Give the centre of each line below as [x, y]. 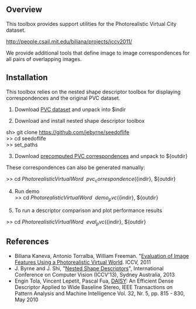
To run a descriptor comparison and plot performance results [88, 210]
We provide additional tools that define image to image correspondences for [98, 53]
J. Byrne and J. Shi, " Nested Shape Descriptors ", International [89, 268]
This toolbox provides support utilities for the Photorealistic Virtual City [91, 23]
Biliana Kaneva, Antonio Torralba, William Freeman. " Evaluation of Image [102, 256]
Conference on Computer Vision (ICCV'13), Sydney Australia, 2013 [94, 274]
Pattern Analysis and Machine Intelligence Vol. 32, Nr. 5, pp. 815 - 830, [100, 293]
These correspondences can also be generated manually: [75, 167]
